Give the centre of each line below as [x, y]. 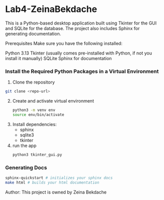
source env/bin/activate [38, 114]
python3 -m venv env [34, 110]
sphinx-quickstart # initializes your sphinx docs [59, 178]
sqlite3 [27, 135]
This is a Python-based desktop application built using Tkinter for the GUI [81, 23]
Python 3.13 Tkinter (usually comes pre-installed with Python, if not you [79, 53]
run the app [24, 145]
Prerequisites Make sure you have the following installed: [64, 43]
